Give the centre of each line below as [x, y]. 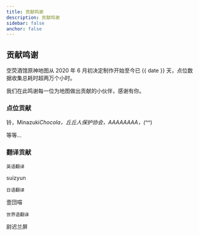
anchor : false [24, 29]
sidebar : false [25, 23]
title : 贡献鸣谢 [25, 12]
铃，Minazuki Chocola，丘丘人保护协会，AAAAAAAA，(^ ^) [79, 122]
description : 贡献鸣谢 [33, 18]
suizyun [16, 178]
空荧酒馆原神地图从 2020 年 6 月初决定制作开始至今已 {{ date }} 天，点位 [97, 71]
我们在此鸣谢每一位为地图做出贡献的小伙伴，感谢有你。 [75, 91]
